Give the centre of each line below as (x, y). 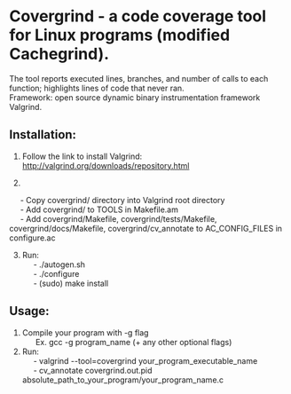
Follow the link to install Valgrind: (82, 156)
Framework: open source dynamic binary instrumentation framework (135, 97)
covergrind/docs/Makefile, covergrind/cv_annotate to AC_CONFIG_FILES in (145, 228)
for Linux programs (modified (120, 35)
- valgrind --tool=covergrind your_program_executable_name (145, 360)
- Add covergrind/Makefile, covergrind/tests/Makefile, (118, 218)
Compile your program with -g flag (85, 332)
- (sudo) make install (71, 283)
